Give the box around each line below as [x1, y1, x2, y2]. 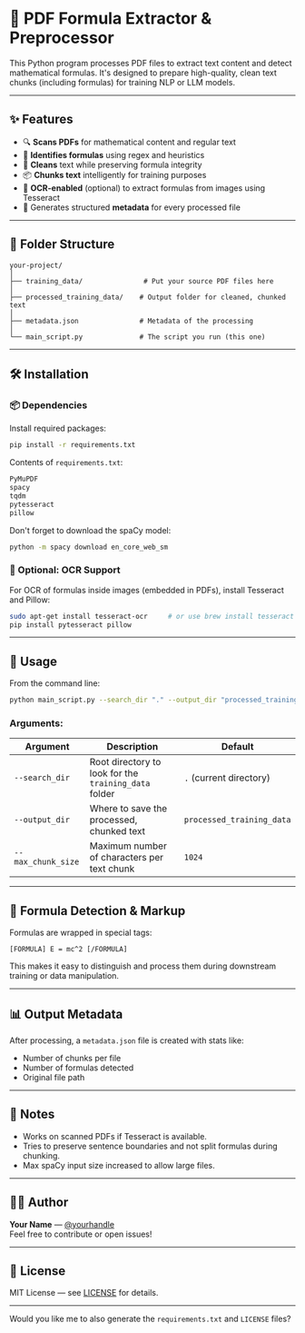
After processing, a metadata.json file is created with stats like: [9, 1035, 244, 1046]
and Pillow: [9, 594, 51, 605]
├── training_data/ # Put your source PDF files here [9, 276, 274, 285]
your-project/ [9, 261, 64, 270]
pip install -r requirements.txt [9, 441, 136, 450]
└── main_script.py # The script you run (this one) [9, 332, 266, 342]
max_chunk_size [14, 857, 80, 867]
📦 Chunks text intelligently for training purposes [22, 169, 207, 180]
